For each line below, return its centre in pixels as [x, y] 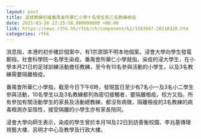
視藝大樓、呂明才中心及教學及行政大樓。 [56, 130]
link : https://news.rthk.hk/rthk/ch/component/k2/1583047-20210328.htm [97, 28]
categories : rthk [28, 34]
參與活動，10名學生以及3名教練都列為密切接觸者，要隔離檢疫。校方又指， [97, 95]
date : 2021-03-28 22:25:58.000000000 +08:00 [63, 23]
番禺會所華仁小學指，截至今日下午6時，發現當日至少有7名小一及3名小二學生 [100, 87]
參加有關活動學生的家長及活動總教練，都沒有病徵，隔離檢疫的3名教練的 [99, 102]
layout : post [22, 12]
